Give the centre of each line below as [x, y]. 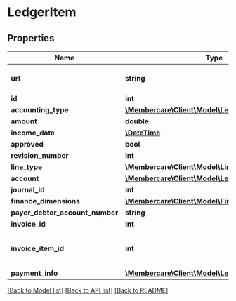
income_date [33, 133]
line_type [27, 167]
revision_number [40, 155]
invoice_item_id [38, 248]
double [137, 121]
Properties [31, 38]
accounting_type [40, 110]
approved [27, 144]
